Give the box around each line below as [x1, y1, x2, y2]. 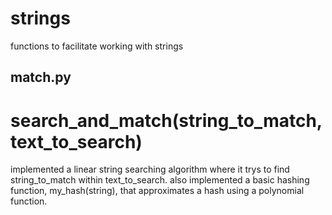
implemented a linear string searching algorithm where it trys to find [10, 163, 290, 176]
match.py [10, 69, 72, 86]
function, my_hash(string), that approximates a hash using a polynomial [10, 185, 305, 197]
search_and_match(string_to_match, [10, 109, 323, 132]
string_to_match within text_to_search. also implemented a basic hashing [10, 174, 310, 186]
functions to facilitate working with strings [10, 40, 184, 52]
